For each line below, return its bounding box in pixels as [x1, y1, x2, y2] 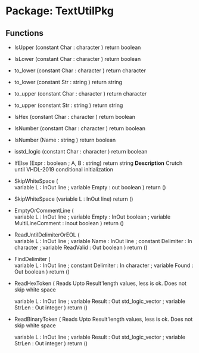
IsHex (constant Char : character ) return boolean [14, 113, 135, 120]
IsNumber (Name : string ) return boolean [14, 136, 116, 143]
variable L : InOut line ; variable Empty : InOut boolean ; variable [14, 213, 171, 220]
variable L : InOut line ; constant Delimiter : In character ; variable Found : [14, 262, 194, 269]
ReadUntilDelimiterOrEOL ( [14, 231, 80, 238]
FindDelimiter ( [14, 256, 51, 262]
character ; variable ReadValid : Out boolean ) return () [14, 244, 148, 251]
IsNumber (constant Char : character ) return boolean [14, 125, 145, 132]
